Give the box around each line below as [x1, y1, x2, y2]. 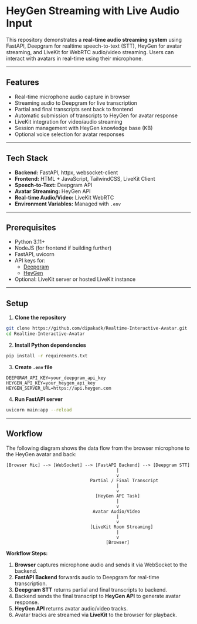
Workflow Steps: [6, 549, 48, 557]
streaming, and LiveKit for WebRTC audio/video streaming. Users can [6, 48, 174, 55]
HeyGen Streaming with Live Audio [6, 4, 180, 18]
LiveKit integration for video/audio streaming [14, 118, 123, 125]
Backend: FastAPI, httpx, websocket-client [14, 169, 118, 176]
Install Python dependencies [14, 341, 86, 348]
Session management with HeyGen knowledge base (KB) [14, 124, 153, 131]
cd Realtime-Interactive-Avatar [6, 331, 85, 337]
